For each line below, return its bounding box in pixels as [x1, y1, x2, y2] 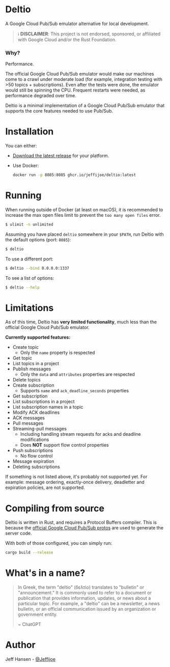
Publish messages [12, 366, 51, 372]
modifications [20, 436, 49, 443]
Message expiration [12, 458, 54, 464]
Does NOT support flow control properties [20, 442, 109, 448]
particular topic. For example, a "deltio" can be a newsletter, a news [17, 601, 160, 607]
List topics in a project [12, 361, 60, 367]
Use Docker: [12, 163, 39, 169]
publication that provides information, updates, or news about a [17, 595, 151, 602]
